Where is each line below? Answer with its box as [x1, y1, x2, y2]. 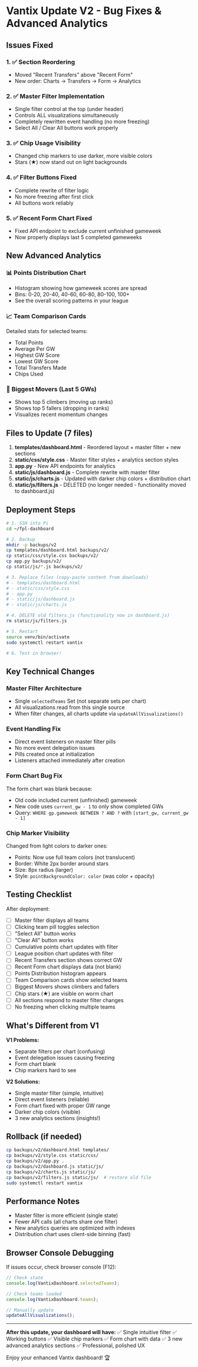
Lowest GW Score [14, 358, 59, 365]
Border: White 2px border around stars [14, 860, 109, 867]
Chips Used [14, 370, 44, 378]
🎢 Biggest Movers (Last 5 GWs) [6, 385, 97, 393]
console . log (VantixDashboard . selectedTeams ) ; [6, 1280, 120, 1286]
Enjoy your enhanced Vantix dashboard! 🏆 [6, 1354, 110, 1361]
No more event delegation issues [14, 745, 95, 752]
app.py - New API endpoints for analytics [14, 463, 116, 470]
